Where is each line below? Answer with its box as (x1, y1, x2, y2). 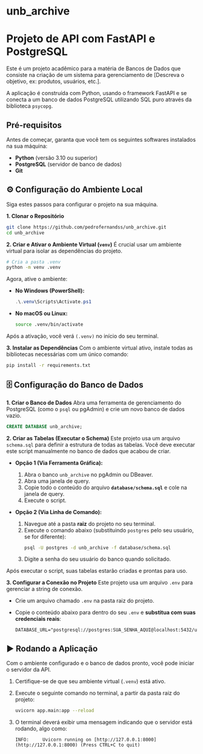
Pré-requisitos (6, 120, 62, 130)
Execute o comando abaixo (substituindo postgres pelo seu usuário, (24, 526, 194, 534)
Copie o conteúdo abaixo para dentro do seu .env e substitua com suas (15, 609, 196, 616)
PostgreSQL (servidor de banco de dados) (15, 160, 122, 168)
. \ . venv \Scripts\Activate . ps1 (15, 299, 92, 305)
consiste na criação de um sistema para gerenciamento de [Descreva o (6, 71, 185, 79)
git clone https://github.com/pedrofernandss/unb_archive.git (6, 224, 167, 230)
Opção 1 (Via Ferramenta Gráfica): (15, 459, 103, 466)
